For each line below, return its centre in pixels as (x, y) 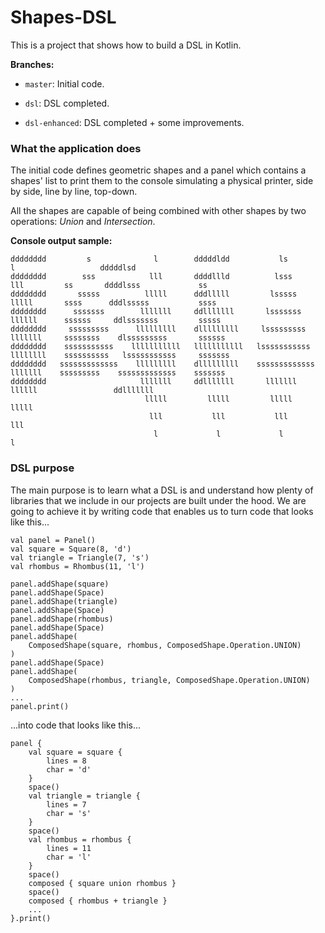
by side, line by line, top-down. (74, 192)
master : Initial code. (64, 83)
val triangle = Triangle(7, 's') (80, 557)
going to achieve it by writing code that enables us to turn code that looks (162, 511)
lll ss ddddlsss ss (109, 286)
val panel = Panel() (53, 540)
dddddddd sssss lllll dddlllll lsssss (154, 294)
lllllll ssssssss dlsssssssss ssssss (118, 338)
